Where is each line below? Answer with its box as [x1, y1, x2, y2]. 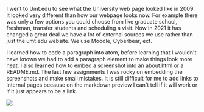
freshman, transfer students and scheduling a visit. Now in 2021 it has [6, 24, 181, 31]
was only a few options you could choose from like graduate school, [6, 18, 178, 25]
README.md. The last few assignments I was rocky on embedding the [6, 68, 183, 75]
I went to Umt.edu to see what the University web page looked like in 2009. [6, 5, 195, 12]
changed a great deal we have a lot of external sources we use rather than [6, 31, 193, 38]
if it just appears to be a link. [6, 88, 77, 94]
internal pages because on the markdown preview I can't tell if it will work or [6, 81, 198, 88]
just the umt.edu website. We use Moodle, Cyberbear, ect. [6, 38, 152, 44]
